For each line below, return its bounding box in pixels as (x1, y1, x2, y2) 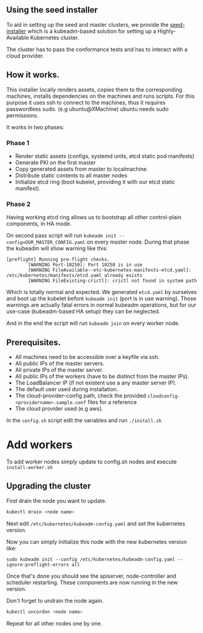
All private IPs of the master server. (15, 366, 103, 374)
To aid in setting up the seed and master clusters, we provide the (6, 21, 169, 28)
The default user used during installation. (15, 386, 119, 393)
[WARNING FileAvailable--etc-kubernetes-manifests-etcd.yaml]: (28, 267, 191, 273)
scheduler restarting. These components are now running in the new (6, 578, 178, 586)
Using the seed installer (6, 5, 98, 15)
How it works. (6, 70, 60, 80)
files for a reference (87, 399, 137, 406)
